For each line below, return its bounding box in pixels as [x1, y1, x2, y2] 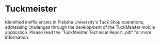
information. [5, 34, 30, 40]
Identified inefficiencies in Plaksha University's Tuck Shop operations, [5, 19, 144, 25]
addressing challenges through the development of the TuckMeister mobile [5, 24, 155, 30]
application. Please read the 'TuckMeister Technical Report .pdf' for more [5, 29, 152, 35]
